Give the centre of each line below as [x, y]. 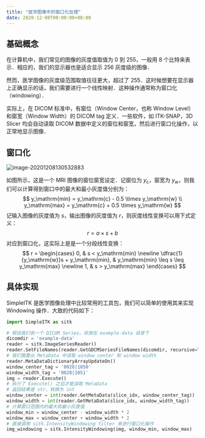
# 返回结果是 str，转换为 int [41, 390]
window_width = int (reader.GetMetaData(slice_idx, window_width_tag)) [98, 401]
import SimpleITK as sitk [39, 322]
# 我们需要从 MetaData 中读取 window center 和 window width [81, 356]
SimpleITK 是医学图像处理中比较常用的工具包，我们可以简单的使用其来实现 [100, 303]
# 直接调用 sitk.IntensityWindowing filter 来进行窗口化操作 [80, 424]
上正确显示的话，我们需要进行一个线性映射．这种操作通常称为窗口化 [92, 88]
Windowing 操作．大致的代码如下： [51, 310]
